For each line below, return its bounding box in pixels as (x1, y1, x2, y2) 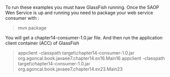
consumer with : (5, 15, 39, 21)
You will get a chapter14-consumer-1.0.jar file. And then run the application (5, 35, 163, 41)
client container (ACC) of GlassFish (5, 40, 80, 46)
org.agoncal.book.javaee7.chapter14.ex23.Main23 (17, 66, 123, 72)
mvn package (17, 25, 47, 31)
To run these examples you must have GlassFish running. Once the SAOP (5, 5, 159, 10)
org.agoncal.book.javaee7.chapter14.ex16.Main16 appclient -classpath (17, 55, 165, 61)
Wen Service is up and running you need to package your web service (5, 10, 153, 16)
